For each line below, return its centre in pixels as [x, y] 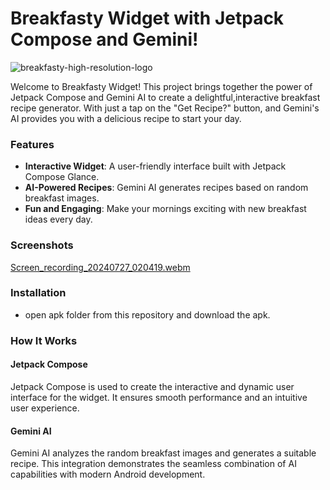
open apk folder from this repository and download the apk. [147, 314]
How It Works [44, 340]
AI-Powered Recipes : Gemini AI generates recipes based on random [166, 188]
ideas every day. [58, 219]
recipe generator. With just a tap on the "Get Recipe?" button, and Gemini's [165, 108]
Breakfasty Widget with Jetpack [147, 18]
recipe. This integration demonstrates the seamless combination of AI [153, 464]
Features [32, 144]
